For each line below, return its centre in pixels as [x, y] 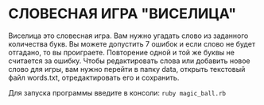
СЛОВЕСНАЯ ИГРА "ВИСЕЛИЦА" [122, 14]
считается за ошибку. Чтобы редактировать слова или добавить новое [129, 61]
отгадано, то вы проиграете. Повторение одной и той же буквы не [122, 52]
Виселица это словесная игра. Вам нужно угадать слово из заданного [128, 36]
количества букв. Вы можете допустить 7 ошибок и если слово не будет [132, 43]
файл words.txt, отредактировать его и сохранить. [94, 77]
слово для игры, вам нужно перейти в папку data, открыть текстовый [127, 69]
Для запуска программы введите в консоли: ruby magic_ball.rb [117, 92]
